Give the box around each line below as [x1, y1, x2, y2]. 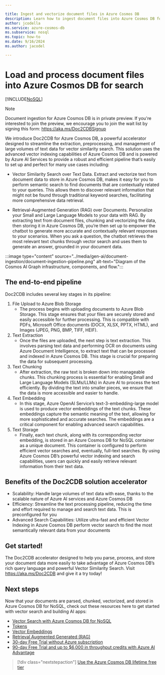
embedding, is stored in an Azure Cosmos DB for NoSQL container [19, 437, 155, 443]
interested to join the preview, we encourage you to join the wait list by [5, 120, 148, 126]
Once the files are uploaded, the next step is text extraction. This [19, 337, 151, 343]
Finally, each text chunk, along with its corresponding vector [19, 432, 142, 437]
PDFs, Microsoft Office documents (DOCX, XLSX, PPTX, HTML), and [19, 321, 159, 327]
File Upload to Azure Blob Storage [12, 301, 81, 307]
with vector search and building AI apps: [5, 608, 87, 614]
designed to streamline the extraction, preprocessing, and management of [5, 140, 156, 146]
